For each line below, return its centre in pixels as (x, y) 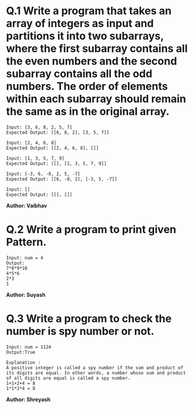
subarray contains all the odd (79, 74)
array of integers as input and (80, 23)
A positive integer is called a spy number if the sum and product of (95, 368)
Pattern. (27, 242)
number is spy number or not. (80, 331)
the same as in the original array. (88, 112)
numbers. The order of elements (87, 86)
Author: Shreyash (28, 399)
